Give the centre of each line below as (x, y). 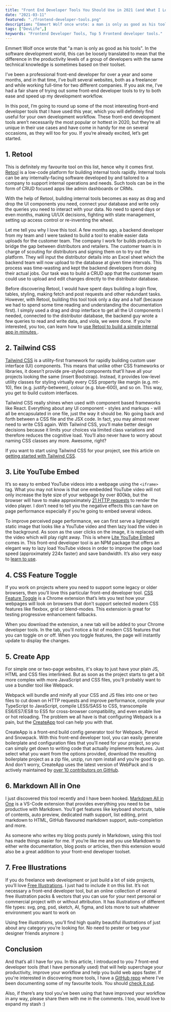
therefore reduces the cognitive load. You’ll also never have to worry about (83, 435)
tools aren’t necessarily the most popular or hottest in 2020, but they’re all (83, 122)
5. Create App (27, 657)
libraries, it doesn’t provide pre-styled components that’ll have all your (79, 371)
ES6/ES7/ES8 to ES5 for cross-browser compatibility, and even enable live (83, 712)
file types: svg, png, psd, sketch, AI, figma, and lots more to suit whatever (82, 907)
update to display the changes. (38, 641)
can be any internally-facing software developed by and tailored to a (77, 178)
